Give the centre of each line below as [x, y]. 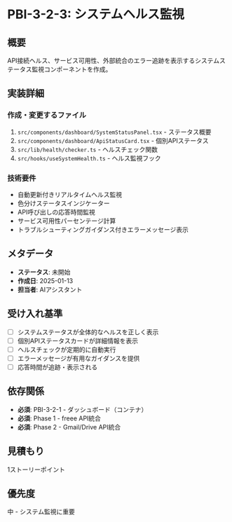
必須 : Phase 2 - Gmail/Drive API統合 [69, 427]
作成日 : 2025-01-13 [45, 280]
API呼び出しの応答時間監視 [56, 212]
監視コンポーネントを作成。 [71, 69]
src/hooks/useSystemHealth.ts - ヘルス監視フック [89, 158]
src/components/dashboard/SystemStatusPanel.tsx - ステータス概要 [114, 132]
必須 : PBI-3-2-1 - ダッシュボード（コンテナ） [82, 409]
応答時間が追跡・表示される [57, 367]
